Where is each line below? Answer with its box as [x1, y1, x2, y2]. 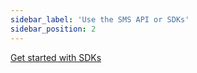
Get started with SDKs [10, 51, 102, 63]
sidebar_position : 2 [10, 24, 97, 34]
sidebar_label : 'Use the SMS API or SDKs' [10, 14, 190, 25]
